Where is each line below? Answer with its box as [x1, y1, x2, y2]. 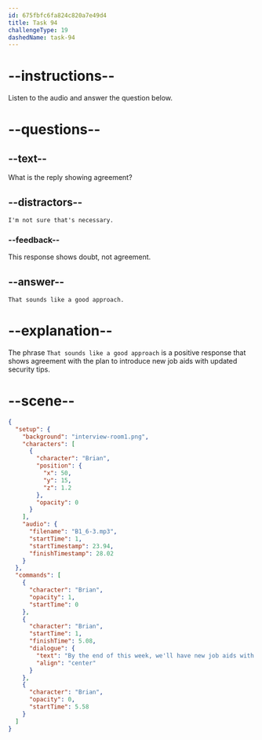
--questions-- [8, 121, 100, 138]
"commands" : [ [15, 571, 61, 580]
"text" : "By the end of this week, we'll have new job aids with [36, 651, 255, 660]
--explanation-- [8, 322, 113, 340]
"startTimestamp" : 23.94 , [28, 542, 114, 550]
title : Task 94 [8, 19, 58, 27]
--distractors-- [8, 196, 83, 209]
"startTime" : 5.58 [28, 703, 89, 711]
